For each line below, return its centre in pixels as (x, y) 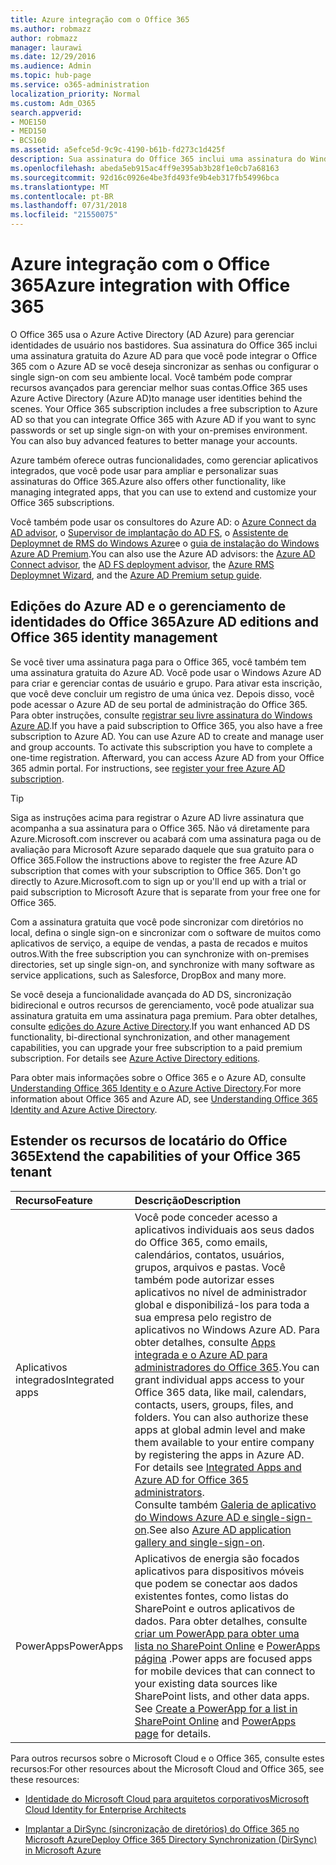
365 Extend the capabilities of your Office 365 (156, 1156)
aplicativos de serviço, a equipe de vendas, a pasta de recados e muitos (159, 943)
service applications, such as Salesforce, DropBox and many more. (148, 975)
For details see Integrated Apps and (218, 1467)
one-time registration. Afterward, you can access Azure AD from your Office (167, 757)
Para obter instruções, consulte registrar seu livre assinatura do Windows (161, 715)
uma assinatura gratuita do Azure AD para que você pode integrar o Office (164, 355)
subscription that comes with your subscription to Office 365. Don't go (156, 870)
